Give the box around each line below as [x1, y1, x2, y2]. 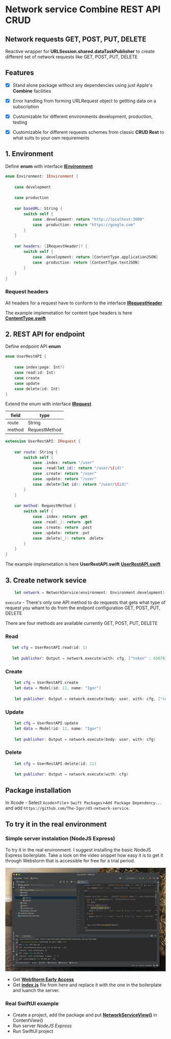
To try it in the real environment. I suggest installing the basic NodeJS [5, 846, 151, 853]
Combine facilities [12, 88, 51, 94]
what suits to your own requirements [12, 135, 90, 141]
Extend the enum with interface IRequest [5, 401, 92, 407]
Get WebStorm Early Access [12, 977, 74, 983]
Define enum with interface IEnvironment [5, 163, 93, 169]
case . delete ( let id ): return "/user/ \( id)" [32, 482, 129, 487]
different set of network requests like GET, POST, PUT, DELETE [5, 54, 138, 60]
